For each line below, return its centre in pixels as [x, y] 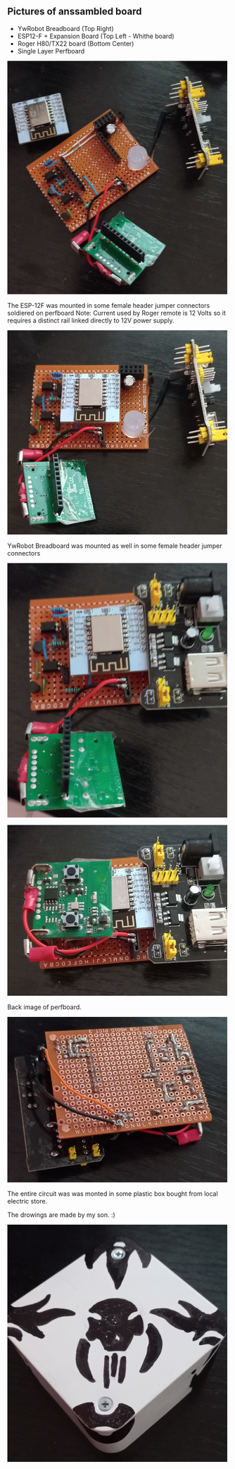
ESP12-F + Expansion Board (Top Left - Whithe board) [96, 36]
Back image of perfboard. [45, 1007]
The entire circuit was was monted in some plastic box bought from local [113, 1194]
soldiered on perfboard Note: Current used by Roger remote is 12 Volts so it [117, 313]
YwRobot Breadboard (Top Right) [65, 28]
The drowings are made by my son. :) [62, 1215]
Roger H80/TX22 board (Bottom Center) [76, 43]
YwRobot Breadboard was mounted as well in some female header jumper [115, 546]
